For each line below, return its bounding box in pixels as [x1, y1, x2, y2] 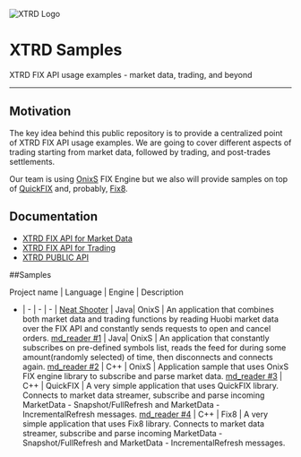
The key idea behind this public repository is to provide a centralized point [9, 127, 283, 138]
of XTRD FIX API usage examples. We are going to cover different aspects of [9, 137, 292, 148]
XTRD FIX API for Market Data [21, 233, 133, 244]
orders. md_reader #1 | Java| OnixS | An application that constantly [21, 332, 271, 343]
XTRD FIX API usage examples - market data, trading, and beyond [9, 69, 253, 80]
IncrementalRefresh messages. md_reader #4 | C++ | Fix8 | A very [21, 409, 269, 419]
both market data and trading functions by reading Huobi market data [21, 314, 279, 324]
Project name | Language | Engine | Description [9, 287, 184, 297]
